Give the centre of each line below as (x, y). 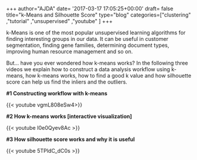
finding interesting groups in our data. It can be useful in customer (87, 39)
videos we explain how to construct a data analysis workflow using (88, 69)
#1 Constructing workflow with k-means (57, 93)
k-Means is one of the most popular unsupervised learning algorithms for (96, 33)
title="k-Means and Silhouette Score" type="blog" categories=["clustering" (99, 15)
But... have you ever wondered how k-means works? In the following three (97, 63)
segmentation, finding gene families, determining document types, (88, 45)
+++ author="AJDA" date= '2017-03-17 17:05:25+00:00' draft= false (90, 9)
